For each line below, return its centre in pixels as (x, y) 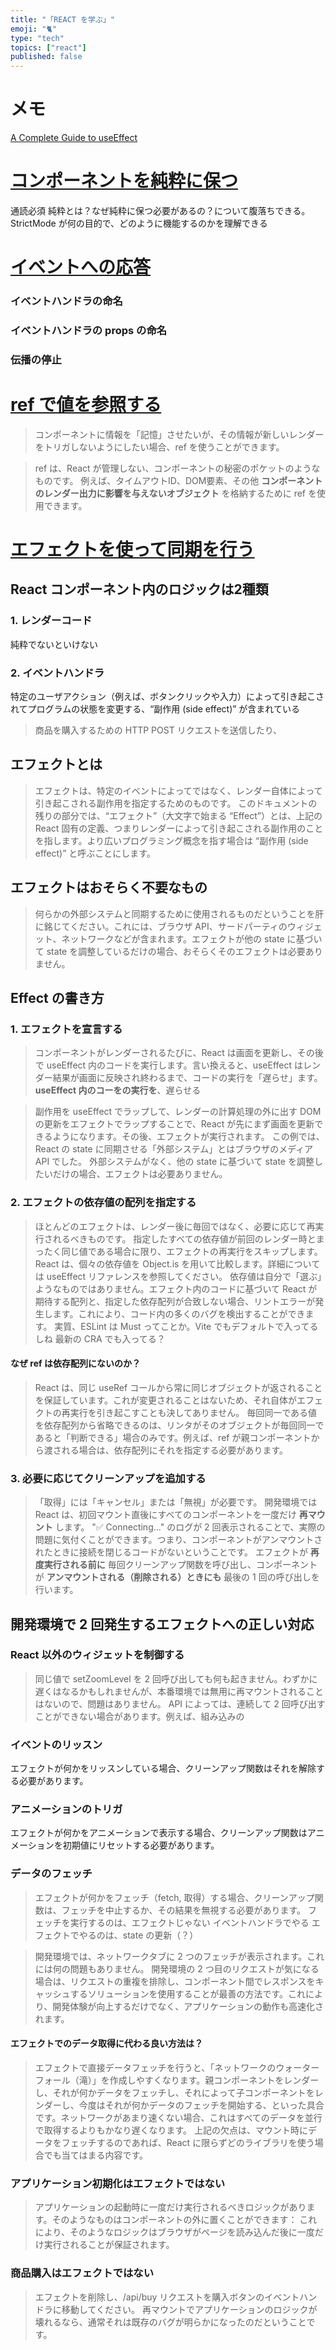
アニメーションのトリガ (66, 1809)
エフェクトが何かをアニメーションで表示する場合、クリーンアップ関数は (159, 1833)
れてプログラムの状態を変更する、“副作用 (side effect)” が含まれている (155, 709)
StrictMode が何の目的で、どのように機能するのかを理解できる (139, 223)
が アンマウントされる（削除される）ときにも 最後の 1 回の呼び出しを (177, 1577)
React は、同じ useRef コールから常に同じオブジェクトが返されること (178, 1387)
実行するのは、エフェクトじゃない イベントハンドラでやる (189, 1922)
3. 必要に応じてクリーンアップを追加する (108, 1478)
